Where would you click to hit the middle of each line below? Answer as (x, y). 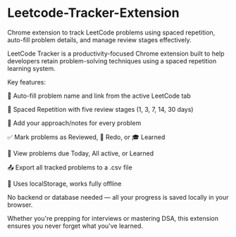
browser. (20, 205)
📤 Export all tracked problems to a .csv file (70, 167)
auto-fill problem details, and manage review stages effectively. (99, 39)
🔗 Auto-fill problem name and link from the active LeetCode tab (99, 96)
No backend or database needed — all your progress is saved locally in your (118, 197)
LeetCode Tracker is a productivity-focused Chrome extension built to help (116, 53)
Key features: (26, 82)
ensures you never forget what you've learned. (75, 226)
